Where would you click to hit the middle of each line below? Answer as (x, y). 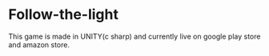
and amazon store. (39, 44)
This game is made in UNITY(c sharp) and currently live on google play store (134, 36)
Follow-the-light (63, 15)
